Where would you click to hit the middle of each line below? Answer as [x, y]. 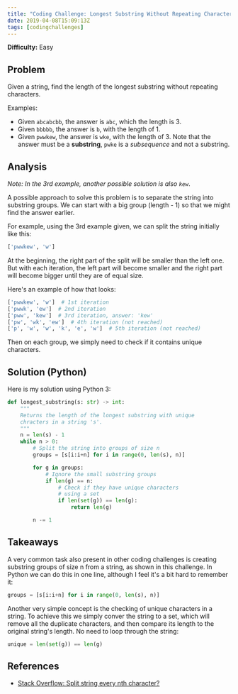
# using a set [79, 494]
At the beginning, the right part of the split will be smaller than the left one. [116, 260]
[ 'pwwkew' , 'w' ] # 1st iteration [58, 302]
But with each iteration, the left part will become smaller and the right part [115, 268]
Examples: [22, 108]
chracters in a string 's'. [61, 422]
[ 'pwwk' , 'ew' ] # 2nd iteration [57, 309]
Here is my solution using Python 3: [59, 389]
